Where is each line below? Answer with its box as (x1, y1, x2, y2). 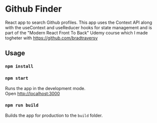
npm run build (5, 103, 39, 108)
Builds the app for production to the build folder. (5, 112, 103, 118)
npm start (5, 75, 28, 81)
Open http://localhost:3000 (5, 90, 60, 96)
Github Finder (5, 3, 62, 15)
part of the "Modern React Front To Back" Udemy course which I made (5, 30, 148, 35)
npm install (5, 64, 34, 69)
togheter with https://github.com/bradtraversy (5, 35, 98, 41)
